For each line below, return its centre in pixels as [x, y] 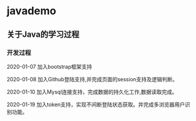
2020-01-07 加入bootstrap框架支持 [49, 66]
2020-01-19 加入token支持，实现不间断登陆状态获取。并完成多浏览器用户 [96, 104]
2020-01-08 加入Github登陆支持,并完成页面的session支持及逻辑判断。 [92, 79]
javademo [32, 11]
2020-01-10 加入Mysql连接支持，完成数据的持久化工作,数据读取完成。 [92, 92]
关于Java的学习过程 [43, 34]
